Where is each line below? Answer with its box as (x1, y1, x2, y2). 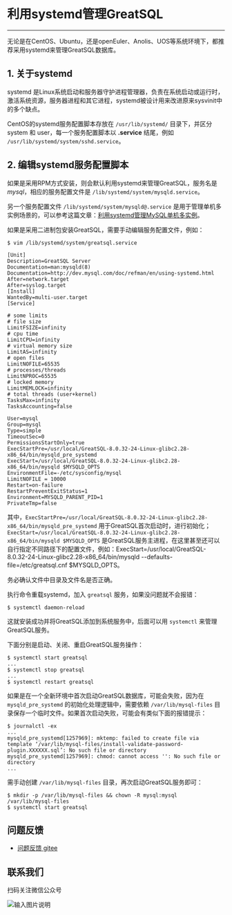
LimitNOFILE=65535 (7, 361, 60, 368)
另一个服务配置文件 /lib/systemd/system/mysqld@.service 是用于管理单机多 (7, 202, 222, 210)
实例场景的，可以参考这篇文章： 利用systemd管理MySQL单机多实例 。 (7, 210, 204, 219)
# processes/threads (7, 366, 67, 374)
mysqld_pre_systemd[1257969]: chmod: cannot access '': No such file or (7, 752, 221, 760)
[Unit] (7, 251, 26, 258)
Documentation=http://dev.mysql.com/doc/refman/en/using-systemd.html (7, 269, 215, 277)
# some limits (7, 312, 48, 319)
